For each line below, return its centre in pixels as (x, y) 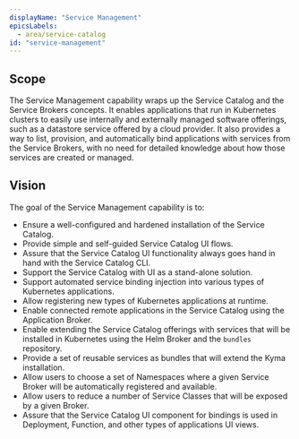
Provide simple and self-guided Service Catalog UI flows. (128, 244)
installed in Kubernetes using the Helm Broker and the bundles (137, 339)
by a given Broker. (56, 405)
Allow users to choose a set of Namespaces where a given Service (146, 376)
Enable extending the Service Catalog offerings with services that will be (156, 329)
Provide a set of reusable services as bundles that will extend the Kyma (154, 357)
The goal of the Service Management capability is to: (107, 207)
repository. (42, 348)
